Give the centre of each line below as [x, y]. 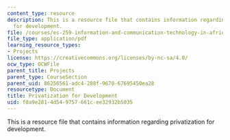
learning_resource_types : [44, 45]
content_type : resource [41, 13]
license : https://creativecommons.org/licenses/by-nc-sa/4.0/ [98, 58]
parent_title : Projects [41, 70]
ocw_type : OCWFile [33, 64]
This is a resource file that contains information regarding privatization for [111, 122]
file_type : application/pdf [47, 39]
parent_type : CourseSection [47, 77]
